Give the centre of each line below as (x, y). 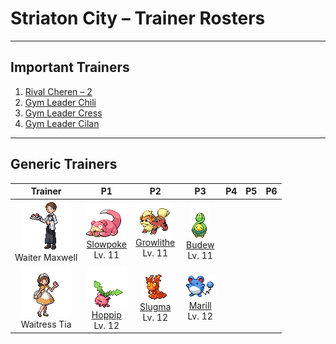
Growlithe (155, 243)
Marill (200, 306)
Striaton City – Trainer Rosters (138, 18)
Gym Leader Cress (63, 113)
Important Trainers (70, 67)
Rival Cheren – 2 (58, 91)
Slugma (155, 306)
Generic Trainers (64, 164)
